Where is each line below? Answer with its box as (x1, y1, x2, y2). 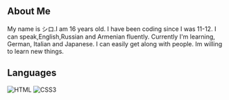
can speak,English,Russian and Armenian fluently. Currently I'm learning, (7, 32, 215, 41)
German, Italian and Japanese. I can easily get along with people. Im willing (7, 39, 223, 48)
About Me (7, 6, 51, 17)
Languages (7, 67, 57, 79)
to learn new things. (7, 47, 65, 55)
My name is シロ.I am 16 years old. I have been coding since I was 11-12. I (7, 24, 217, 33)
